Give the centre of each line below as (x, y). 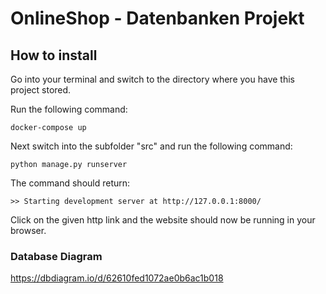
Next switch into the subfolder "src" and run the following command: (151, 146)
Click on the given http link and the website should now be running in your (163, 220)
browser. (28, 230)
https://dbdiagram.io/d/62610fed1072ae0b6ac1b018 (117, 278)
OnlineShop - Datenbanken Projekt (157, 18)
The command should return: (70, 183)
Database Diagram (56, 256)
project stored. (41, 90)
